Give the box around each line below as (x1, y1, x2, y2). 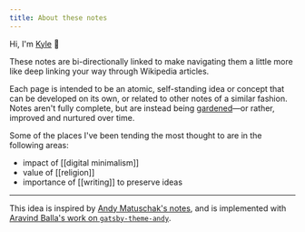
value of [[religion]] (22, 166, 95, 177)
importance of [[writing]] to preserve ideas (22, 177, 183, 187)
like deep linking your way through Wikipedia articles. (9, 66, 210, 76)
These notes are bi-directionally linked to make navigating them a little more (9, 55, 293, 66)
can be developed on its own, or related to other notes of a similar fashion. (9, 93, 288, 104)
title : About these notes (9, 13, 107, 23)
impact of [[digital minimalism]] (22, 156, 139, 168)
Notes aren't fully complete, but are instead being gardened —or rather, (9, 102, 275, 114)
